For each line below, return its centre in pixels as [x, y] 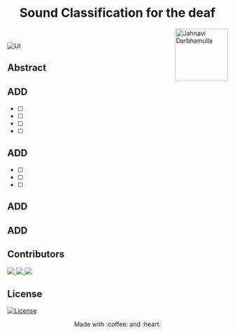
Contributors [36, 255]
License [25, 294]
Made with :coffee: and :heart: [117, 324]
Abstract [27, 68]
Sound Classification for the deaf [117, 13]
